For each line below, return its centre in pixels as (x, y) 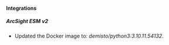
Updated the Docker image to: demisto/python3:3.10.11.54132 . (89, 36)
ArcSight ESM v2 (27, 21)
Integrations (21, 8)
